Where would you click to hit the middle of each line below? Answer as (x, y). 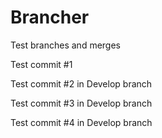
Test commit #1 (41, 64)
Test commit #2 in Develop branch (81, 83)
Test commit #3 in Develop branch (81, 103)
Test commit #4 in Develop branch (81, 122)
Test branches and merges (65, 45)
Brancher (50, 17)
